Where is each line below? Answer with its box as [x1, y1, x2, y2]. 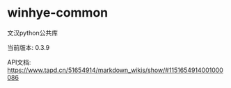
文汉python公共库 [7, 28, 58, 37]
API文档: [7, 58, 31, 67]
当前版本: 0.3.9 [7, 43, 50, 51]
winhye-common [7, 5, 109, 21]
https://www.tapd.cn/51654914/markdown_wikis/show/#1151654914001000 [7, 66, 224, 74]
